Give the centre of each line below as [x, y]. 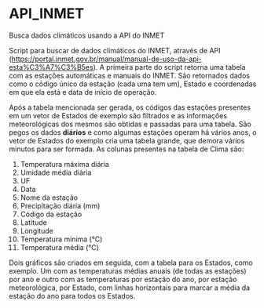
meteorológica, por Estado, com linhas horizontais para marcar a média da [130, 288]
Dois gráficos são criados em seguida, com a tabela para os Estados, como [131, 263]
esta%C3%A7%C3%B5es [51, 67]
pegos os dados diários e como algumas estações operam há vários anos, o [133, 132]
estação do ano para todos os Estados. [72, 295]
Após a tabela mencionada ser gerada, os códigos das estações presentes [130, 107]
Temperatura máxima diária [64, 164]
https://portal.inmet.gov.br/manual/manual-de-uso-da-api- [107, 59]
